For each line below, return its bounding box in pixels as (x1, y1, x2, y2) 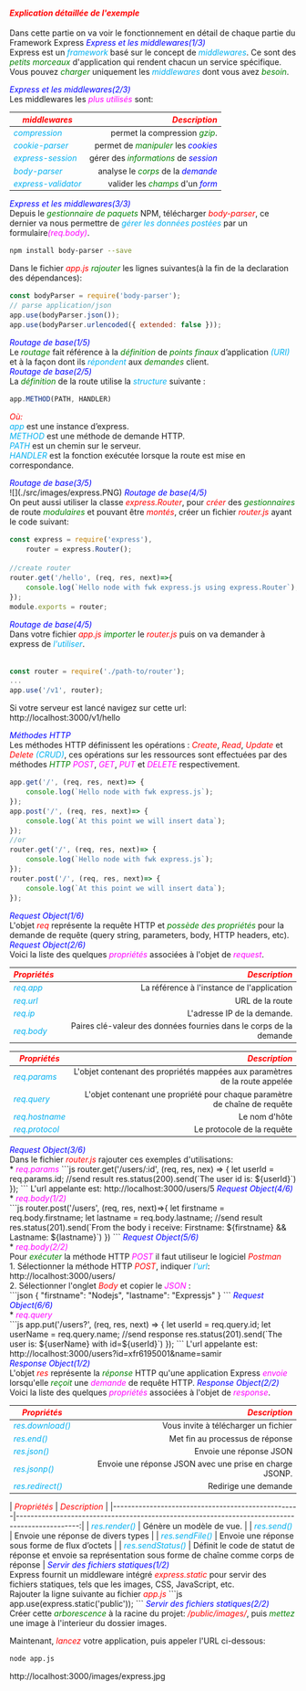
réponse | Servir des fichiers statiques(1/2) (9, 1559, 170, 1570)
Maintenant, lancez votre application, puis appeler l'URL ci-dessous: (9, 1635, 266, 1646)
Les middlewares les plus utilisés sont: (9, 94, 154, 105)
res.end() (13, 1432, 48, 1443)
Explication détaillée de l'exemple (9, 7, 140, 18)
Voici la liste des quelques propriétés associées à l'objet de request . (9, 948, 265, 959)
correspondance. (9, 460, 75, 470)
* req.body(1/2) (9, 1192, 66, 1203)
